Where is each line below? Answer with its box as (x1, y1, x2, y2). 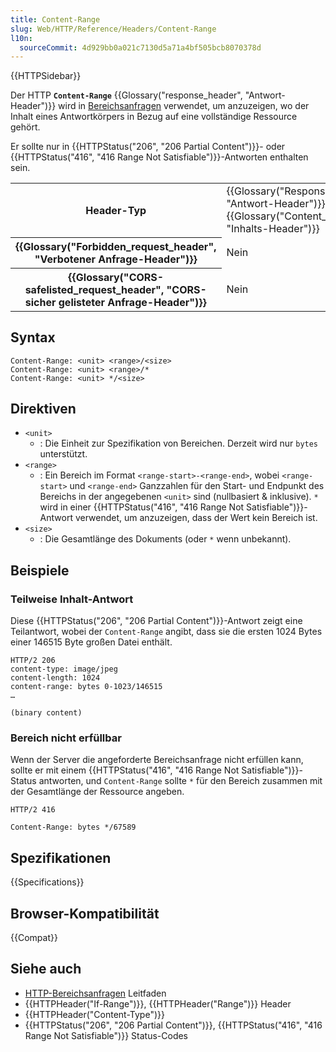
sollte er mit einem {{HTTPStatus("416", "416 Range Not (10, 764, 240, 776)
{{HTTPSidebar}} (10, 70, 82, 82)
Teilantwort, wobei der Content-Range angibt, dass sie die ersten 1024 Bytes (10, 626, 323, 638)
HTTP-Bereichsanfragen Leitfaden (24, 987, 167, 999)
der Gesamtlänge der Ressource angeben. (10, 786, 185, 798)
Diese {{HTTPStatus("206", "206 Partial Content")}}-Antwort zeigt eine (10, 615, 303, 627)
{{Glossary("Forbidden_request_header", (15, 239, 217, 253)
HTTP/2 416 (10, 805, 56, 815)
